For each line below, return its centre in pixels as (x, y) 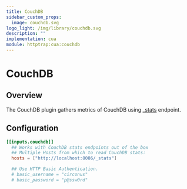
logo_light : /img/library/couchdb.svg (54, 28)
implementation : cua (31, 39)
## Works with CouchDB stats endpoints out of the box (80, 147)
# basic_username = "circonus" (50, 175)
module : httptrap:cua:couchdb (43, 45)
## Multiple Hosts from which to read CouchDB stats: (79, 153)
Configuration (32, 128)
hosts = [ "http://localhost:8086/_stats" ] (64, 158)
